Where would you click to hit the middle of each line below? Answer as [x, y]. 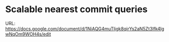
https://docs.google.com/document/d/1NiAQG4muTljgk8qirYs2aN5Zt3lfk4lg [85, 28]
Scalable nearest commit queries [76, 9]
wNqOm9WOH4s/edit [28, 34]
